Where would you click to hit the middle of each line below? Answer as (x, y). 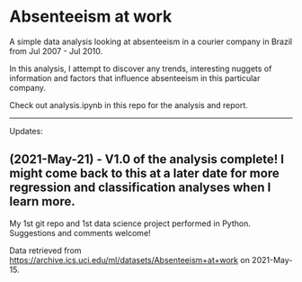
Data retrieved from (46, 250)
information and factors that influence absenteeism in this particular (135, 77)
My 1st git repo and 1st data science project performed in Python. (130, 223)
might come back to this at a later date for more (145, 173)
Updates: (26, 131)
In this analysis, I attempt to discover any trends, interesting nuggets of (141, 68)
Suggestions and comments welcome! (80, 232)
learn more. (42, 201)
